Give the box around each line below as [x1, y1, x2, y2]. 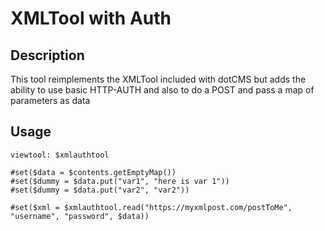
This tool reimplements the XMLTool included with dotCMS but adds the [10, 73, 307, 85]
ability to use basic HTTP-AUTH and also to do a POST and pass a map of [10, 84, 315, 96]
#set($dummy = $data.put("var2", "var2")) [10, 185, 190, 195]
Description [10, 47, 85, 64]
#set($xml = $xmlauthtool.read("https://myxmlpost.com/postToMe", [10, 202, 293, 212]
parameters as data [10, 95, 91, 106]
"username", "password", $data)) [10, 211, 150, 221]
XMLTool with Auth [10, 7, 172, 30]
